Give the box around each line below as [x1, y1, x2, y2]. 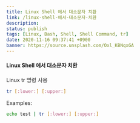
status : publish [6, 25, 47, 32]
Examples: [6, 99, 32, 106]
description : [6, 20, 39, 26]
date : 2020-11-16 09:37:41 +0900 [6, 37, 91, 43]
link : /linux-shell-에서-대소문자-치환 [6, 14, 97, 20]
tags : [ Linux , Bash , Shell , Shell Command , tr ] [6, 31, 129, 37]
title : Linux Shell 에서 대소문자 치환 [6, 8, 97, 15]
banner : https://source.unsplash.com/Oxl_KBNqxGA [6, 43, 135, 49]
